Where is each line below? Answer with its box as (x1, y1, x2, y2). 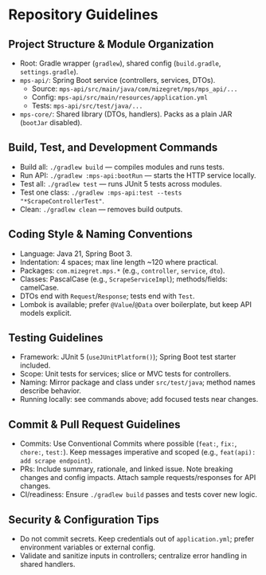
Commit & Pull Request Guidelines (8, 417, 181, 431)
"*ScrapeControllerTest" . (19, 195, 105, 205)
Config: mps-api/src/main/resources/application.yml (31, 93, 209, 101)
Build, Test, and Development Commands (8, 141, 218, 155)
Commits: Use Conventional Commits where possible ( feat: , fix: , (19, 439, 237, 448)
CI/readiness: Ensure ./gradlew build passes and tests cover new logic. (19, 490, 257, 499)
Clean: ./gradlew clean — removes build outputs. (19, 204, 183, 214)
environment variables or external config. (19, 542, 155, 552)
